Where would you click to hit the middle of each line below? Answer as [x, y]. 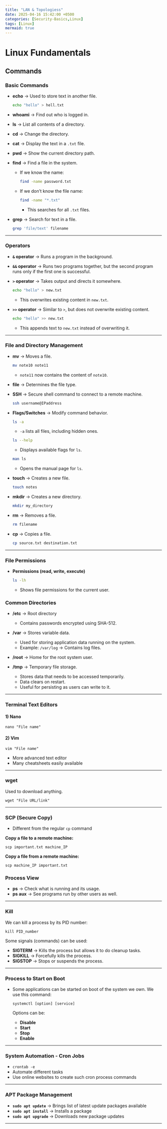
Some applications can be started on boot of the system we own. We [83, 989]
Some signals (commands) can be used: [46, 941]
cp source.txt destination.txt [45, 543]
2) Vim [12, 738]
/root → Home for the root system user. [53, 657]
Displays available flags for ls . [51, 450]
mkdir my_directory [33, 506]
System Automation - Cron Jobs [45, 1055]
